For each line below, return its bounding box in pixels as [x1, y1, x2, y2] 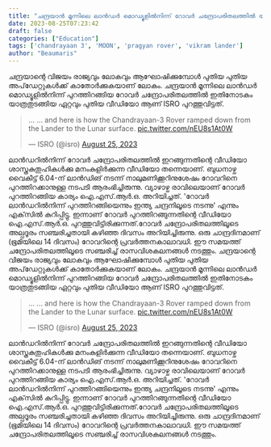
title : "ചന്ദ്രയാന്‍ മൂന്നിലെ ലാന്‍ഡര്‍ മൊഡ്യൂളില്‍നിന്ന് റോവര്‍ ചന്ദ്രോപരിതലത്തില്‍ [8, 11, 256, 20]
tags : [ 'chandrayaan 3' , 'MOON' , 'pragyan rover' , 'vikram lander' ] [8, 42, 244, 50]
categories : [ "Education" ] [8, 34, 99, 43]
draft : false [8, 27, 52, 35]
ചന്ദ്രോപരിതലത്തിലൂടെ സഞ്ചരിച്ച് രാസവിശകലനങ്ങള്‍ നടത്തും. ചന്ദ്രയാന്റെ [8, 246, 256, 255]
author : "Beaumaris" [8, 49, 78, 57]
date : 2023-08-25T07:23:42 [8, 19, 99, 27]
